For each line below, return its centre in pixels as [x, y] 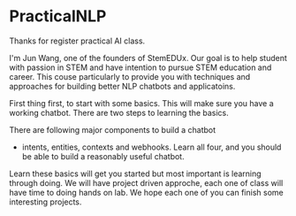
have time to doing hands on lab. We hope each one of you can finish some [147, 192]
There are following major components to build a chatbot [113, 129]
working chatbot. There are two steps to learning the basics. [119, 112]
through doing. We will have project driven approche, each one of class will [146, 182]
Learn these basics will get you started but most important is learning [136, 174]
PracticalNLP [58, 16]
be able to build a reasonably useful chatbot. [103, 156]
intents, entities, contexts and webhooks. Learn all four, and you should [152, 147]
